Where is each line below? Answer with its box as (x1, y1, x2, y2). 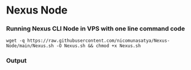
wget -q (6, 38, 25, 44)
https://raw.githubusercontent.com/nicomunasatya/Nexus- (27, 38, 170, 44)
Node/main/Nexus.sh (6, 43, 54, 49)
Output (6, 56, 27, 65)
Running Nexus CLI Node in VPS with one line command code (6, 25, 185, 33)
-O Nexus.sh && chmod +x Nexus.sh (56, 43, 141, 49)
